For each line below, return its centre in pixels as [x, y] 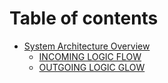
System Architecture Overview [87, 46]
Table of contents [84, 18]
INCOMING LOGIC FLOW [90, 56]
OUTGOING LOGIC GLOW [92, 67]
